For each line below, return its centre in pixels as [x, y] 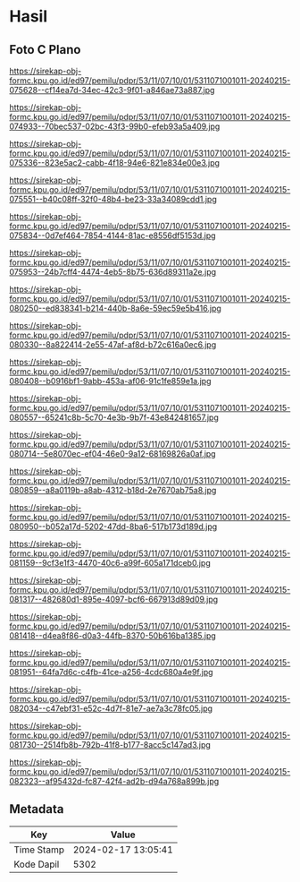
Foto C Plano [45, 50]
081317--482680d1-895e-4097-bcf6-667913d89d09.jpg [114, 599]
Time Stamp [39, 850]
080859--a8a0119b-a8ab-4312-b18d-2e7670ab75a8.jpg [113, 490]
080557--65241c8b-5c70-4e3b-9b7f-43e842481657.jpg [114, 417]
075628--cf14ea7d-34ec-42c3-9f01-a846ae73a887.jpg [112, 90]
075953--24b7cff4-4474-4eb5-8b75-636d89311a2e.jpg [113, 272]
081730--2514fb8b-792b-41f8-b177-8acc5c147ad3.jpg [110, 745]
